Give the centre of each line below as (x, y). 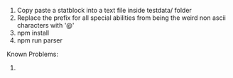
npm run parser (40, 40)
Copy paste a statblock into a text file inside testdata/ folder (104, 10)
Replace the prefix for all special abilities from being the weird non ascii (121, 18)
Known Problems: (32, 54)
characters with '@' (45, 25)
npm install (33, 33)
